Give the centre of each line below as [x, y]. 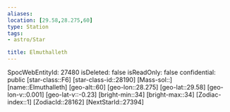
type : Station [28, 27]
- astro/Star [26, 40]
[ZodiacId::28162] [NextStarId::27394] [89, 102]
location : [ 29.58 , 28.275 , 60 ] [50, 20]
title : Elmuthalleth [38, 52]
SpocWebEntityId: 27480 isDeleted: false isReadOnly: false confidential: [112, 72]
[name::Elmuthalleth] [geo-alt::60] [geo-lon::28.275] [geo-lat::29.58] [107, 87]
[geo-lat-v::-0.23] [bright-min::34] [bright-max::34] [120, 94]
